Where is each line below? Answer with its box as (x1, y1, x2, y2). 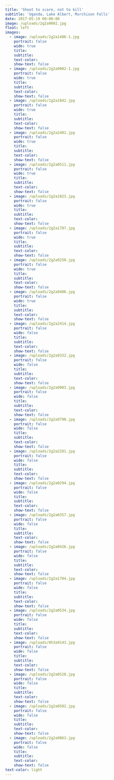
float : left (5, 25, 29, 30)
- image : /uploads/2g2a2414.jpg (9, 321, 76, 326)
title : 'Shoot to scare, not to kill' (5, 7, 84, 12)
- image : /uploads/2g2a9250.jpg (9, 258, 76, 262)
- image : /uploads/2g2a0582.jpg (9, 704, 76, 709)
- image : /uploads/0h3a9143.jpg (9, 640, 76, 645)
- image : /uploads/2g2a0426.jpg (9, 544, 76, 549)
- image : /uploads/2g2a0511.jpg (9, 162, 76, 167)
